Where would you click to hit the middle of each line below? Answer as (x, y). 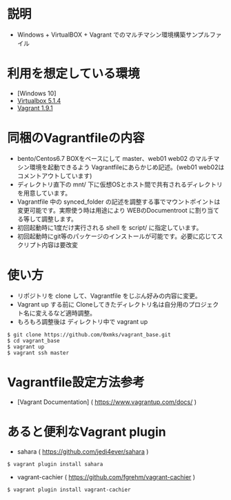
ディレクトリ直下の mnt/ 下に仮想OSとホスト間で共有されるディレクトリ (120, 184)
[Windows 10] (37, 93)
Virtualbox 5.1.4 (39, 100)
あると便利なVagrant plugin (87, 432)
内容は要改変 (59, 244)
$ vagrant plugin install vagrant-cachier (69, 490)
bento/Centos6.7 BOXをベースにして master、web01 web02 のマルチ (115, 158)
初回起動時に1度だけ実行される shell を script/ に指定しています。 (110, 227)
